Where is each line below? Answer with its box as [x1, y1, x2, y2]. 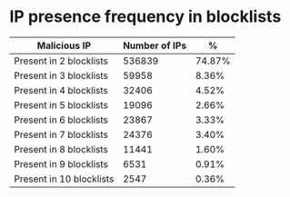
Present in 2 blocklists [14, 54, 109, 67]
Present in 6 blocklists [14, 113, 109, 126]
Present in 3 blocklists [14, 69, 109, 82]
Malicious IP [36, 39, 92, 52]
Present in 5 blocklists [14, 98, 109, 111]
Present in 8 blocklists [14, 143, 109, 155]
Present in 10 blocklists [14, 172, 115, 185]
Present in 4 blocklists [14, 84, 109, 96]
